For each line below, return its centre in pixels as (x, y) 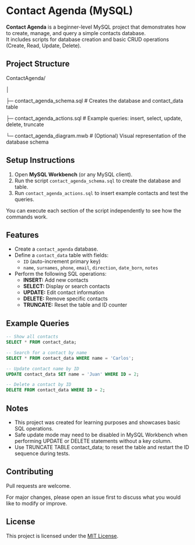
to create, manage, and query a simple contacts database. (76, 33)
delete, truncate (25, 124)
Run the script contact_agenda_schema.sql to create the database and (97, 180)
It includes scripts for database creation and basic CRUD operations (88, 39)
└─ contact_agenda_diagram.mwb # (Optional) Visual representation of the (96, 136)
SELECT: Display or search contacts (67, 286)
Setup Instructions (40, 160)
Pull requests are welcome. (38, 485)
